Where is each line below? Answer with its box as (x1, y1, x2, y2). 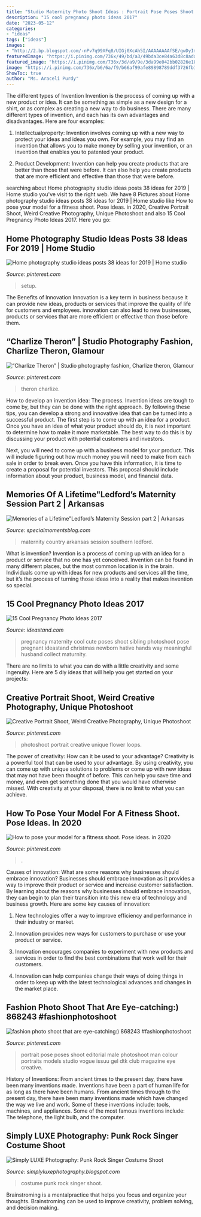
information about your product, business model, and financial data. (6, 472, 173, 479)
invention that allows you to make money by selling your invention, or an (14, 142, 193, 149)
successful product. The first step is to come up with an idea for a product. (6, 416, 191, 423)
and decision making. (6, 1204, 59, 1211)
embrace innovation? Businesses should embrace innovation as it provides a (6, 875, 195, 882)
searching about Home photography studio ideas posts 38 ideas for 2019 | (6, 184, 190, 192)
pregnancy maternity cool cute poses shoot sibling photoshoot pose (20, 638, 190, 645)
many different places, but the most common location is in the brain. (6, 562, 175, 570)
